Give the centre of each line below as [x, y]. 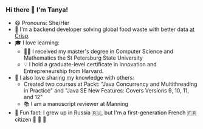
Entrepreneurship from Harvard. [64, 71]
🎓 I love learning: [37, 43]
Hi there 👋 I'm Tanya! [37, 10]
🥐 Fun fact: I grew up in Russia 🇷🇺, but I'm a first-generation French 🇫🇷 [105, 113]
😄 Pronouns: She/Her [42, 23]
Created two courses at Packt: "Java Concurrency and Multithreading [110, 84]
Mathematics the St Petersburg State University [83, 58]
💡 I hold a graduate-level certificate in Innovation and [90, 64]
